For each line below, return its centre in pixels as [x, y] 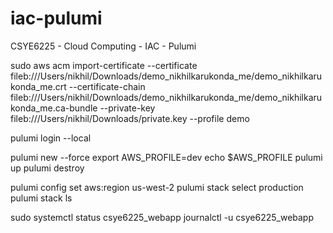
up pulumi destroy [47, 168]
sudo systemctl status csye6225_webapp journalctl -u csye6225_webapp [162, 217]
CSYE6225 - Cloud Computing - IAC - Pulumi [103, 46]
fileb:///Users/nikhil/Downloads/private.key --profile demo [130, 118]
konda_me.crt [38, 86]
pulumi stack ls [41, 198]
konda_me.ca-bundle [54, 108]
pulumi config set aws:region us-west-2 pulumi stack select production [157, 187]
